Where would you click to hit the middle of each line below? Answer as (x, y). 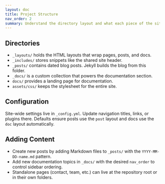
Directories (23, 43)
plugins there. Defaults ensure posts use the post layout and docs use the (80, 119)
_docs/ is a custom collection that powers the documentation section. (82, 76)
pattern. (43, 156)
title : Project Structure (31, 14)
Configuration (27, 102)
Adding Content (30, 140)
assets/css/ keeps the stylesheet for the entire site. (64, 86)
